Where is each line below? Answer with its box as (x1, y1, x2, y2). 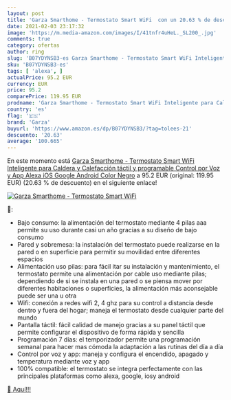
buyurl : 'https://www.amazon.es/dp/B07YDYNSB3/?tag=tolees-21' (7, 125, 192, 132)
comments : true (7, 36, 51, 43)
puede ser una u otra (16, 291, 77, 300)
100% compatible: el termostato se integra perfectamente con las (16, 365, 203, 373)
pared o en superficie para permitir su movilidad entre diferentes (16, 248, 201, 256)
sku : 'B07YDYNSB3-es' (7, 61, 69, 68)
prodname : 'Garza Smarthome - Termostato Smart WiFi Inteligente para (7, 100, 214, 107)
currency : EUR (7, 80, 48, 87)
